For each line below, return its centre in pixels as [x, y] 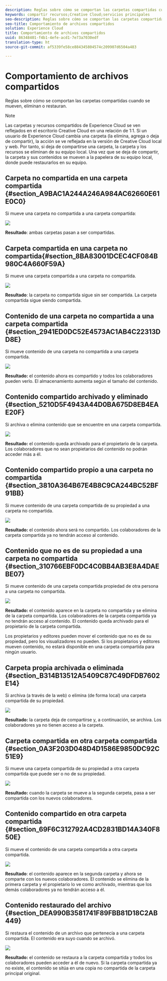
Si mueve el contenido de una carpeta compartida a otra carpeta [71, 849]
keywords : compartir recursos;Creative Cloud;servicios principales [78, 14]
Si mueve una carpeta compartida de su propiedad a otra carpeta [72, 769]
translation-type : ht [28, 42]
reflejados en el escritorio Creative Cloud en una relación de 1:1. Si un [76, 130]
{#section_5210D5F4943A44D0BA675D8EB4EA [82, 405]
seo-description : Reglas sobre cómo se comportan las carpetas [72, 19]
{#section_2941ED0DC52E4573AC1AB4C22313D [83, 332]
